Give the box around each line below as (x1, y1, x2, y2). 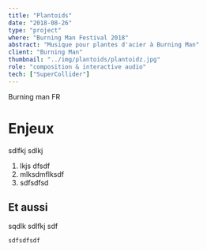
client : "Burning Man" (8, 48, 83, 56)
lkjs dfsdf (19, 161, 51, 170)
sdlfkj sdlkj (8, 145, 43, 155)
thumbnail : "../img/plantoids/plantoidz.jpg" (8, 56, 160, 64)
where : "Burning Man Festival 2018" (8, 33, 129, 42)
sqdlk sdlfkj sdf (8, 222, 58, 231)
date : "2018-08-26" (8, 19, 73, 27)
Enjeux (8, 119, 55, 137)
